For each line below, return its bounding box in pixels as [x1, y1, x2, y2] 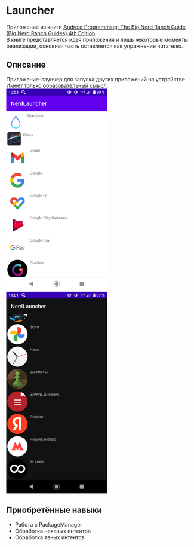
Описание [6, 60, 46, 70]
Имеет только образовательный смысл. [6, 82, 109, 89]
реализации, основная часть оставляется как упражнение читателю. [6, 42, 183, 50]
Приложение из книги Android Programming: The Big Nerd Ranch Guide [6, 23, 186, 30]
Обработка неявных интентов [14, 527, 91, 534]
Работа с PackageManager [14, 521, 82, 528]
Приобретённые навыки [6, 505, 103, 515]
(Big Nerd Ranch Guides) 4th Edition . [6, 29, 97, 36]
